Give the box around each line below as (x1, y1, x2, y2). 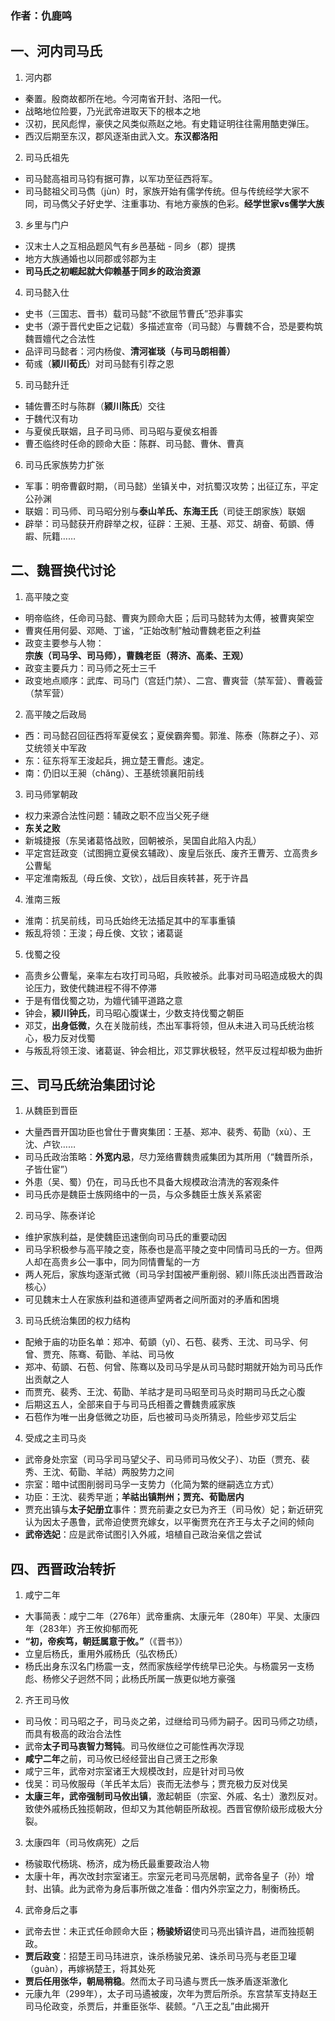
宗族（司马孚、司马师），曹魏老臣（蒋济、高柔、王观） (24, 649, 249, 661)
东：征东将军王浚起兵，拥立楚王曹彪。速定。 (24, 754, 210, 766)
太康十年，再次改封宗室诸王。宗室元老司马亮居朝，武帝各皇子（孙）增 (24, 1870, 315, 1882)
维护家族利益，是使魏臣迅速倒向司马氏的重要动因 (24, 1231, 227, 1243)
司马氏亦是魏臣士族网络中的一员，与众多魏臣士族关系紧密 (24, 1188, 262, 1201)
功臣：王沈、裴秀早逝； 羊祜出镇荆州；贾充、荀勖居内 (24, 1491, 245, 1503)
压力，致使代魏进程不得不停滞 (33, 982, 157, 994)
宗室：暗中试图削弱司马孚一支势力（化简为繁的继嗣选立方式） (24, 1478, 280, 1491)
